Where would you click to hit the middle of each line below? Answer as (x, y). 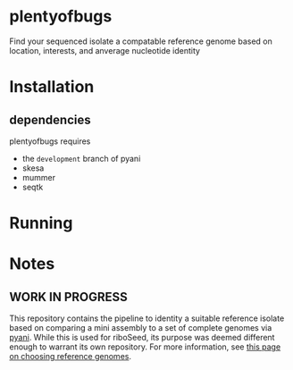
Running (41, 223)
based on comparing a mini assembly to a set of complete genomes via (141, 328)
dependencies (50, 119)
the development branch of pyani (81, 158)
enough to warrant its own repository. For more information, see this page (145, 347)
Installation (52, 87)
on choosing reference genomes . (71, 357)
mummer (39, 177)
